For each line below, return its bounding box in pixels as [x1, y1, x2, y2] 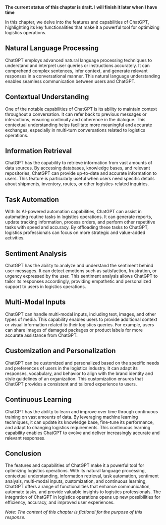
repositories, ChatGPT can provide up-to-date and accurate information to [5, 170, 157, 176]
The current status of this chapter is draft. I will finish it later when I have [5, 4, 158, 10]
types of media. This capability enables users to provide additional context [5, 316, 158, 322]
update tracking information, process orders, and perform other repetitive [5, 219, 156, 225]
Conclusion [5, 449, 42, 457]
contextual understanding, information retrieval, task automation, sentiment [5, 473, 159, 479]
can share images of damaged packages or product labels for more [5, 327, 143, 333]
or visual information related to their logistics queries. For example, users [5, 321, 154, 327]
